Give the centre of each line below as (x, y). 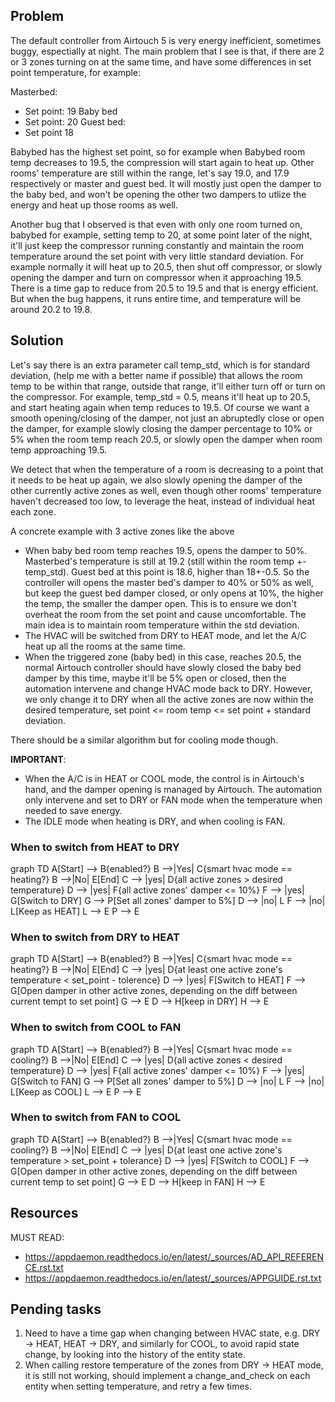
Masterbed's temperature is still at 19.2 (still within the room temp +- (165, 561)
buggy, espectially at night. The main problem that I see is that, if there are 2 (167, 51)
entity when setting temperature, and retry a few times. (138, 1386)
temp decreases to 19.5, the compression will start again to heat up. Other (162, 162)
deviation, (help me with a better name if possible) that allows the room (156, 375)
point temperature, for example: (76, 72)
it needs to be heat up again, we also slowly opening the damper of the (156, 480)
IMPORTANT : (38, 759)
